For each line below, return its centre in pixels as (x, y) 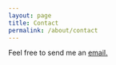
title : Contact (34, 23)
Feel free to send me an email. (58, 53)
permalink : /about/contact (53, 30)
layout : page (30, 15)
